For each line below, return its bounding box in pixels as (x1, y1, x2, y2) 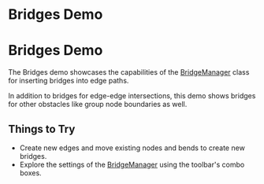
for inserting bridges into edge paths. (8, 76, 129, 86)
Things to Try (8, 122, 76, 135)
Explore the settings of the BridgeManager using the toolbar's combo (19, 160, 245, 169)
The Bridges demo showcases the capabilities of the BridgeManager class (8, 68, 250, 77)
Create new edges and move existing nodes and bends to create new (19, 143, 246, 153)
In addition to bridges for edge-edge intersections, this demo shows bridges (8, 91, 256, 101)
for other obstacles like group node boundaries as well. (8, 100, 188, 109)
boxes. (19, 167, 42, 178)
